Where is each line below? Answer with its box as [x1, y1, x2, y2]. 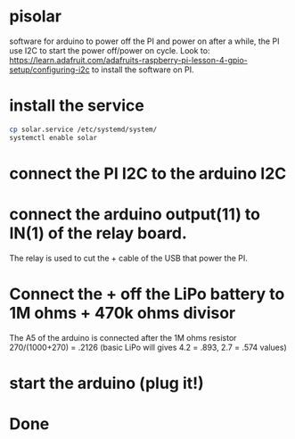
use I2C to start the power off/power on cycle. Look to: [9, 45, 210, 55]
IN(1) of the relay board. [9, 223, 187, 243]
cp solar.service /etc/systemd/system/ [9, 125, 158, 134]
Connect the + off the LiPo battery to [9, 284, 285, 304]
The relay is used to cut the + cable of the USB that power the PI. [9, 253, 248, 263]
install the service [9, 95, 144, 116]
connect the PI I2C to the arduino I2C [9, 163, 287, 184]
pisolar [9, 6, 62, 27]
